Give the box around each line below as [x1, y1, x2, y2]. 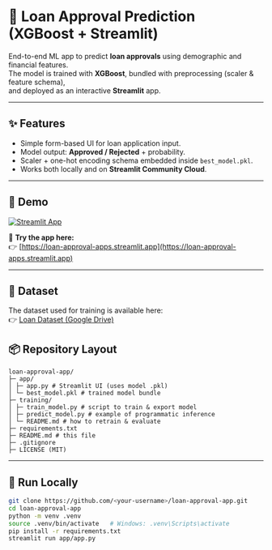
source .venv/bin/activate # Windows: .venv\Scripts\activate [8, 519, 230, 527]
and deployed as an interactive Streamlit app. [8, 85, 161, 96]
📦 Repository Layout [8, 342, 117, 356]
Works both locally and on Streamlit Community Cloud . [19, 164, 207, 173]
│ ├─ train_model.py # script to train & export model [8, 403, 198, 411]
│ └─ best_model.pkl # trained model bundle [8, 389, 161, 398]
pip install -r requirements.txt [8, 527, 121, 535]
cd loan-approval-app [8, 504, 82, 513]
